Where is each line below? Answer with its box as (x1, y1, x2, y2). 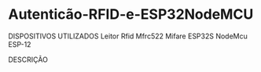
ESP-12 (8, 39, 31, 49)
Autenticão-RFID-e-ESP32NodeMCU (8, 5, 254, 23)
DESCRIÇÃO (8, 55, 49, 64)
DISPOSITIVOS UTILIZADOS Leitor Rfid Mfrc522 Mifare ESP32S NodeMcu (8, 31, 248, 41)
